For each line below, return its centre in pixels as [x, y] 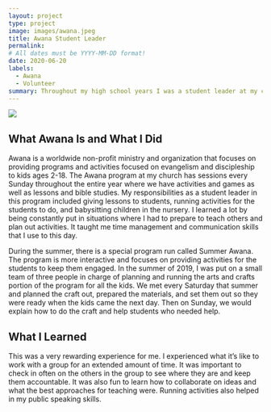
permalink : [27, 46]
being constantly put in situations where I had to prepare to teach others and [135, 218]
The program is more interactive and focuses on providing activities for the [133, 260]
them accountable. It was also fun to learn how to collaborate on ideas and [132, 382]
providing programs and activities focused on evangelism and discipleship [132, 167]
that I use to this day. [43, 236]
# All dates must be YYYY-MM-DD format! [77, 53]
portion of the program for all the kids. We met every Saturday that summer [133, 286]
